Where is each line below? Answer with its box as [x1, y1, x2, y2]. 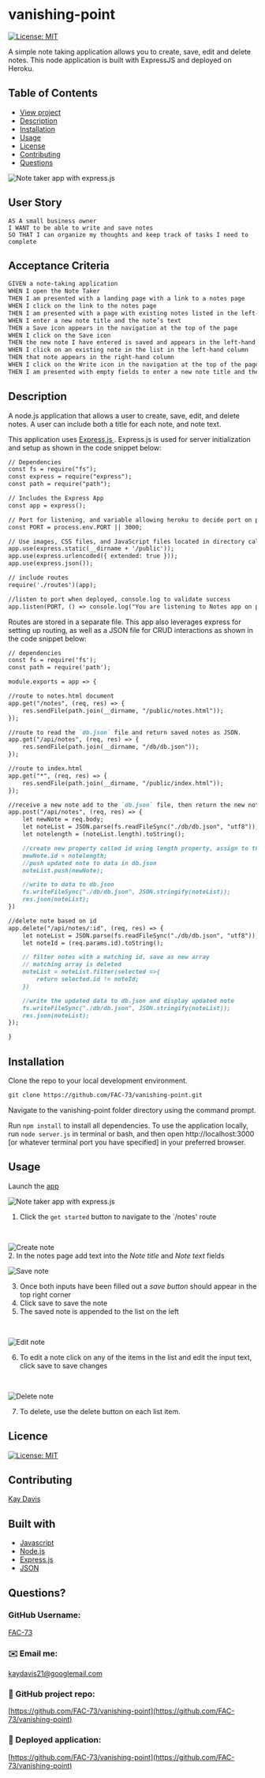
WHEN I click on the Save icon [8, 331, 111, 339]
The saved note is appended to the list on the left [19, 1306, 179, 1316]
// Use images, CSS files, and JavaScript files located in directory [8, 537, 245, 545]
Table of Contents [8, 87, 99, 100]
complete [8, 238, 37, 245]
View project [19, 107, 62, 117]
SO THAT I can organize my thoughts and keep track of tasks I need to [8, 230, 248, 238]
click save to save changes [19, 1361, 108, 1370]
